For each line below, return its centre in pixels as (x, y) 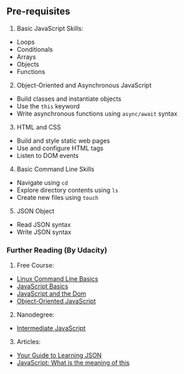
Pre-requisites (38, 12)
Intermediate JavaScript (51, 329)
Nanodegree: (36, 315)
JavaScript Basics (43, 287)
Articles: (29, 342)
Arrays (26, 57)
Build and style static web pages (63, 141)
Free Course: (35, 266)
